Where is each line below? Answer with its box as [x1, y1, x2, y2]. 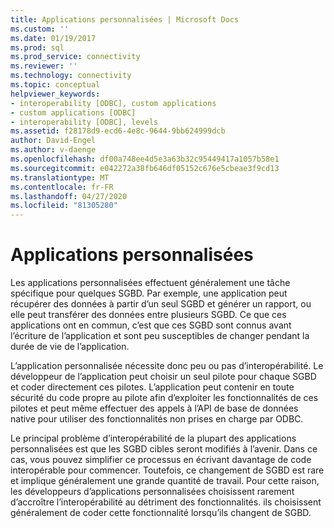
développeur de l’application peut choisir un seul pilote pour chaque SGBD [10, 371, 317, 383]
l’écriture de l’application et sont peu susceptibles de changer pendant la [10, 330, 310, 342]
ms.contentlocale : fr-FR [10, 182, 114, 192]
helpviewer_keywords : [10, 89, 101, 99]
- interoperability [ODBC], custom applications [10, 98, 217, 108]
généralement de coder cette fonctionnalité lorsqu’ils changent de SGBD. [10, 507, 312, 519]
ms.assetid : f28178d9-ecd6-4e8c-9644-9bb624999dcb [10, 126, 226, 136]
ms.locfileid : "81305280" [10, 201, 118, 211]
